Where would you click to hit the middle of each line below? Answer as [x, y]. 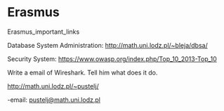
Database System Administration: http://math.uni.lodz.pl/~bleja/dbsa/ [108, 45]
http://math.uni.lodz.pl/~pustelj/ [53, 86]
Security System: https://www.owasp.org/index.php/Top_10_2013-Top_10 [112, 59]
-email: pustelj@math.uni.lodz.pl [54, 100]
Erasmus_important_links [44, 32]
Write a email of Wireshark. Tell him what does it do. [83, 72]
